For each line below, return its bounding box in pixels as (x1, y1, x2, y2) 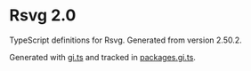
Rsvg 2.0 (9, 5, 77, 26)
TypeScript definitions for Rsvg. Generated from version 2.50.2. (9, 35, 242, 45)
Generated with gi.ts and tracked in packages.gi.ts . (9, 51, 196, 62)
